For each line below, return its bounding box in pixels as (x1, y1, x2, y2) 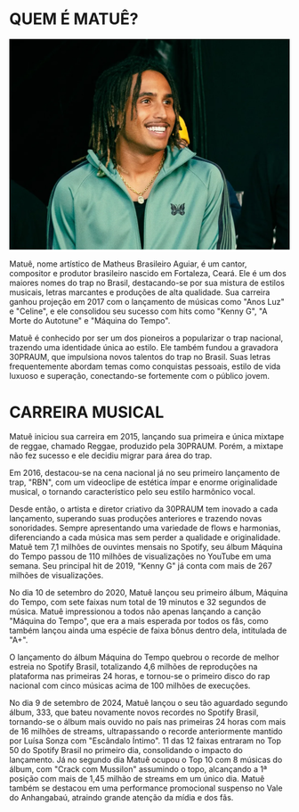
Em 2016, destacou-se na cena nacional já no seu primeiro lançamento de (9, 468, 280, 479)
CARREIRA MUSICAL (9, 402, 165, 422)
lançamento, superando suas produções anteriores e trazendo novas (9, 513, 263, 524)
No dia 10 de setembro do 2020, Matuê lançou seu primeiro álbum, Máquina (9, 587, 288, 598)
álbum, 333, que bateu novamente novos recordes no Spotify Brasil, (9, 707, 259, 718)
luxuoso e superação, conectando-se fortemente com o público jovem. (9, 371, 270, 381)
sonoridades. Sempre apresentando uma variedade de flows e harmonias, (9, 522, 281, 534)
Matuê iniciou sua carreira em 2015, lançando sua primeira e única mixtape (9, 431, 285, 442)
